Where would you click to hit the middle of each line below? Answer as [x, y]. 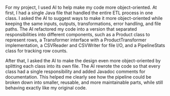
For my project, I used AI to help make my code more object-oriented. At [81, 7]
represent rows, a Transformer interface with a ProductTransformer [76, 40]
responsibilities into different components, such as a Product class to [78, 34]
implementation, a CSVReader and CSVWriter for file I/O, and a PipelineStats [85, 45]
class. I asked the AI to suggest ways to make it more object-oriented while [84, 18]
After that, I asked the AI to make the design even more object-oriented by [83, 61]
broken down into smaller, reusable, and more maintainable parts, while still [84, 82]
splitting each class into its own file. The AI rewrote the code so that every [83, 66]
